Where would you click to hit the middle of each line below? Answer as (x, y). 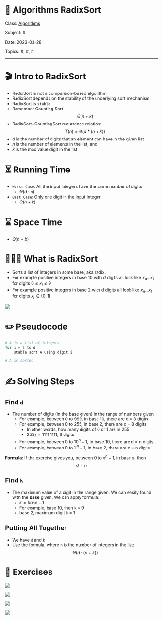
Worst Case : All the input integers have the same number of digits (77, 186)
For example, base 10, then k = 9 (52, 508)
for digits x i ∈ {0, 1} (31, 296)
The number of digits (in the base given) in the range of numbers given (83, 414)
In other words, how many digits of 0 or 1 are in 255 (78, 429)
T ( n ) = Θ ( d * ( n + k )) (85, 131)
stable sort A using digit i (43, 352)
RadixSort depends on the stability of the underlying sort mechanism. (81, 98)
